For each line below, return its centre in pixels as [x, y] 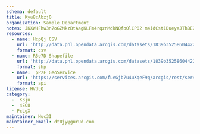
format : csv [32, 50]
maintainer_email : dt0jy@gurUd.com [50, 122]
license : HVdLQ [25, 89]
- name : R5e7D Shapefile [42, 56]
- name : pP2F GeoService [44, 72]
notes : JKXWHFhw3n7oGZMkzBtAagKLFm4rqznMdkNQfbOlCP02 [74, 28]
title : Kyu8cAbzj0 [29, 17]
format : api [32, 84]
